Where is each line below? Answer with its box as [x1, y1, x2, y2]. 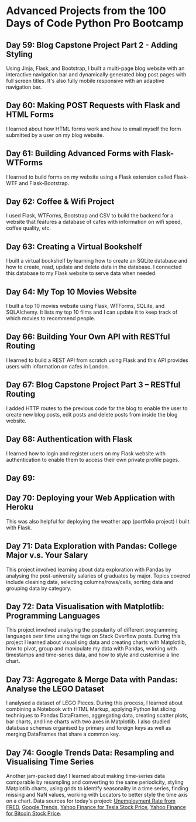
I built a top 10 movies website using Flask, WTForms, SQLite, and [6, 303, 165, 310]
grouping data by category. [6, 585, 72, 592]
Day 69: [6, 473, 35, 483]
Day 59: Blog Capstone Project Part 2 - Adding [6, 40, 178, 50]
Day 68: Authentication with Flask [6, 434, 133, 444]
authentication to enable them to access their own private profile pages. [6, 456, 180, 463]
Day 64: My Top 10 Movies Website [6, 287, 137, 297]
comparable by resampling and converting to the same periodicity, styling [6, 779, 184, 786]
